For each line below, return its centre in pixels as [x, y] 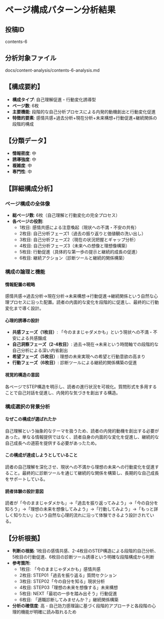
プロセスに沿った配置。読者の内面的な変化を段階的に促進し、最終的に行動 [84, 302]
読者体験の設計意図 [24, 491]
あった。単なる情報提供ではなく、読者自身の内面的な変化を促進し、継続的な [82, 437]
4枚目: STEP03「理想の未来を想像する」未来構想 [69, 587]
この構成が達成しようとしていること [41, 455]
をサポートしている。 [26, 479]
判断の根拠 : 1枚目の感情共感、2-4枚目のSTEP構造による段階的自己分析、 [85, 551]
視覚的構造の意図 [22, 375]
